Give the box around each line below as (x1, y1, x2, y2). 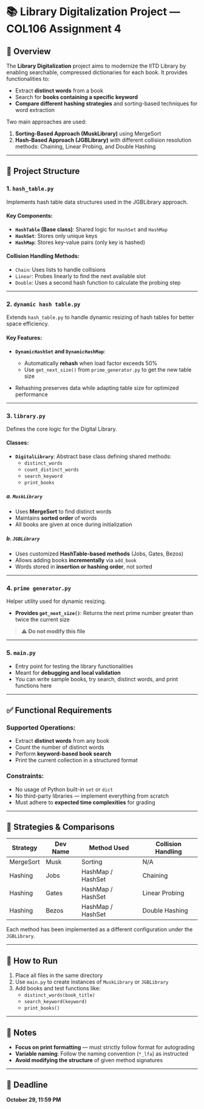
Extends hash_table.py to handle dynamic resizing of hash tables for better (6, 314, 194, 321)
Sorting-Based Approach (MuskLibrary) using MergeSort (15, 130, 161, 137)
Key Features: (6, 334, 42, 341)
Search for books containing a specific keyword (15, 94, 138, 100)
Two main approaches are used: (6, 118, 87, 125)
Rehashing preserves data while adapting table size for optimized (15, 384, 179, 391)
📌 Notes (6, 1027, 37, 1038)
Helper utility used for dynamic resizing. (6, 597, 106, 605)
